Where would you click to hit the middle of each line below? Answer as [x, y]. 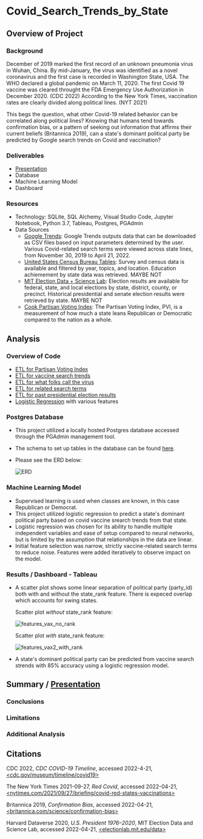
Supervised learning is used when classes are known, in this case [97, 501]
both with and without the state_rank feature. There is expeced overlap [104, 594]
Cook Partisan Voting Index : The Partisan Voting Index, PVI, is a [103, 307]
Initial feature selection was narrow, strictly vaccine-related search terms [106, 545]
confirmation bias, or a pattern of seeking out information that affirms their [99, 127]
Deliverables [25, 156]
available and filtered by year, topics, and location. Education [100, 268]
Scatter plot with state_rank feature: [60, 636]
